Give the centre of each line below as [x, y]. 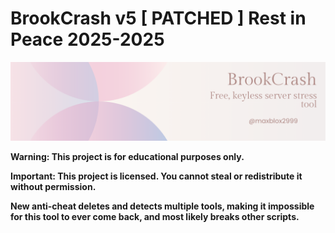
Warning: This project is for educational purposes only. [127, 156]
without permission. [53, 186]
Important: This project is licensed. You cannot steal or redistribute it [156, 176]
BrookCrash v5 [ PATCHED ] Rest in [158, 18]
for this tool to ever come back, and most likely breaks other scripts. [155, 216]
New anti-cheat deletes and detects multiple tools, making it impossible [162, 206]
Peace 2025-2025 [87, 39]
